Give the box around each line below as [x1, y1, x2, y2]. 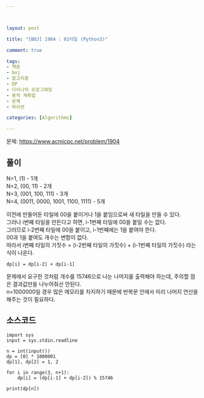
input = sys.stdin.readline [6, 337, 78, 344]
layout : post [6, 25, 40, 31]
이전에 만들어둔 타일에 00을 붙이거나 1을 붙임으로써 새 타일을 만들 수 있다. [6, 211, 181, 218]
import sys [6, 332, 34, 338]
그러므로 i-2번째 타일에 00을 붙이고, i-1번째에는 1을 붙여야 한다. [6, 226, 157, 233]
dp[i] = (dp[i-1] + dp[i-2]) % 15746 [17, 375, 114, 381]
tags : [6, 58, 20, 64]
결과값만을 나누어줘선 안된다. [12, 280, 82, 288]
